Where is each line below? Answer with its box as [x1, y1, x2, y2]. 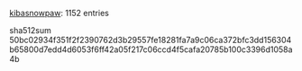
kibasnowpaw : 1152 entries [9, 8, 110, 18]
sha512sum [9, 25, 51, 35]
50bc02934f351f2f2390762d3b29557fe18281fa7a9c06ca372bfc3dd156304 [9, 35, 292, 45]
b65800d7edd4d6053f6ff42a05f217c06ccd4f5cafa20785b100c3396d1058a [9, 44, 293, 55]
